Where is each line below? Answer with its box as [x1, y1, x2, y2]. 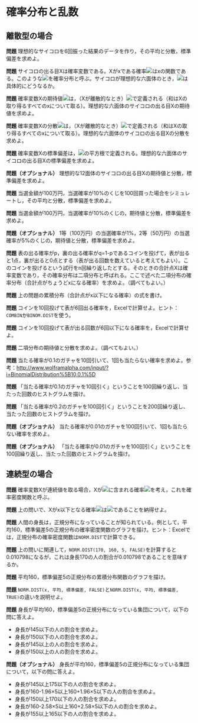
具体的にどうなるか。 [6, 82, 58, 89]
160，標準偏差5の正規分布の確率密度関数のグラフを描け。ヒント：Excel [11, 526, 186, 533]
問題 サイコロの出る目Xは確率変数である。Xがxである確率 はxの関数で [6, 67, 181, 75]
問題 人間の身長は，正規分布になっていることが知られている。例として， [6, 518, 183, 525]
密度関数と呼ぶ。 [11, 493, 53, 501]
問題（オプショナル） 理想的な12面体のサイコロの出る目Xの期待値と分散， [6, 170, 187, 176]
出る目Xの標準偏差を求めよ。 [26, 157, 98, 164]
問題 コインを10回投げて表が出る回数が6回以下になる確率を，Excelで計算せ [6, 324, 190, 331]
